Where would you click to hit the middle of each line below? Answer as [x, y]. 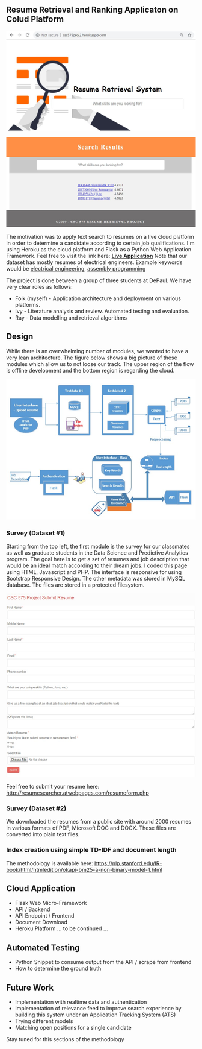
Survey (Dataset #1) [36, 533]
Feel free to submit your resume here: [53, 786]
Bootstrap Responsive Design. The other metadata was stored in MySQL [96, 578]
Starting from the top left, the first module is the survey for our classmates [98, 546]
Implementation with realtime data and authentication [81, 1002]
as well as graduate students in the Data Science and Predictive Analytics [97, 553]
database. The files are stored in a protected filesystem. [75, 585]
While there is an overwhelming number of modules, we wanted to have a [97, 351]
